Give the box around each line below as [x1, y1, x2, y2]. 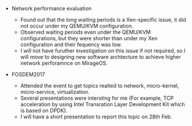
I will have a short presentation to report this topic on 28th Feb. [20, 113, 173, 120]
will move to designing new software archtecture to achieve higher [20, 54, 181, 60]
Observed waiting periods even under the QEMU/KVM [20, 29, 151, 36]
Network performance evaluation [11, 5, 92, 12]
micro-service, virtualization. [20, 89, 90, 95]
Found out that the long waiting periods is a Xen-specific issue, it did [20, 16, 186, 23]
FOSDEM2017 [11, 71, 45, 78]
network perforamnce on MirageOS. [20, 60, 108, 66]
